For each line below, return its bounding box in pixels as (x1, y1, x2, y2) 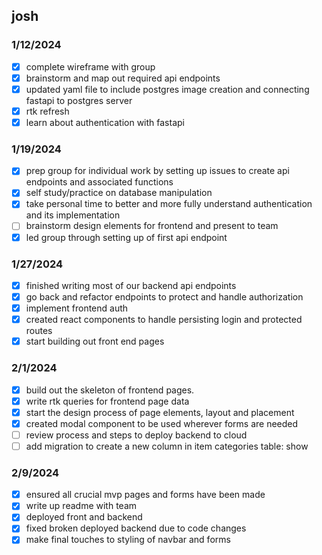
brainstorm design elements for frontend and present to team (25, 220, 279, 232)
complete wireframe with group (25, 60, 156, 73)
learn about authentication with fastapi (25, 116, 185, 128)
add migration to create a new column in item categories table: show (25, 440, 309, 452)
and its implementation (25, 209, 121, 221)
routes (25, 325, 53, 337)
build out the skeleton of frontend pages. (25, 384, 195, 396)
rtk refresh (25, 105, 70, 117)
